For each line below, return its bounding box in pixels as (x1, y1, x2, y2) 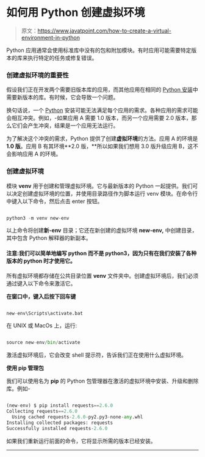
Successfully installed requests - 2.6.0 (6, 425, 108, 431)
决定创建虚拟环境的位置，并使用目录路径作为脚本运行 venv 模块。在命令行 (11, 190, 198, 197)
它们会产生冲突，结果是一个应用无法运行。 (11, 122, 119, 129)
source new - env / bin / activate (6, 340, 81, 346)
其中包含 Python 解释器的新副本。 (6, 234, 92, 242)
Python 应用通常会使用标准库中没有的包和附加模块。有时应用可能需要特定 (6, 46, 192, 54)
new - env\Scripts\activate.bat (6, 310, 84, 316)
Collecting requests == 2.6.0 (6, 408, 78, 415)
